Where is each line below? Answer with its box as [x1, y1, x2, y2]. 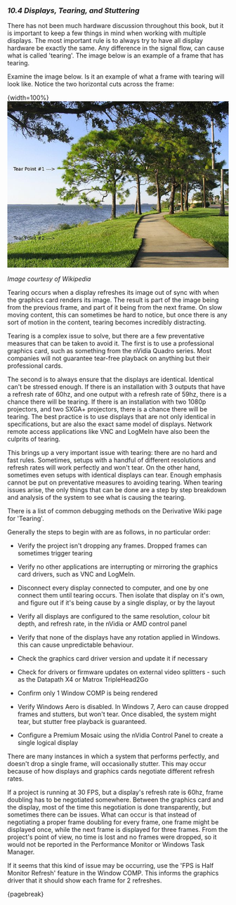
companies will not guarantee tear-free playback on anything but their [7, 354, 210, 363]
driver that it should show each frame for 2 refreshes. [7, 876, 162, 885]
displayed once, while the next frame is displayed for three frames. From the [7, 826, 228, 834]
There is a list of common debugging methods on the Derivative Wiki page [7, 507, 223, 515]
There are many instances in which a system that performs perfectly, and [7, 752, 219, 760]
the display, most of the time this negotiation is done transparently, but [7, 803, 212, 812]
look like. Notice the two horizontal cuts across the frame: [7, 80, 174, 88]
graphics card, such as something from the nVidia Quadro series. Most [7, 347, 212, 355]
